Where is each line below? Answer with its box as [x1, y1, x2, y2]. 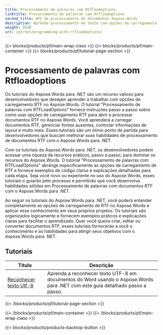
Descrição [89, 262, 114, 269]
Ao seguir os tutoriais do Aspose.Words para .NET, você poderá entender [5, 197, 152, 203]
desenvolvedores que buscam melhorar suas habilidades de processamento [5, 132, 158, 138]
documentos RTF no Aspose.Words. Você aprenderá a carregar [5, 117, 132, 122]
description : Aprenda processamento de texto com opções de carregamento [5, 20, 158, 26]
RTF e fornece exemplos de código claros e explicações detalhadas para [5, 167, 151, 173]
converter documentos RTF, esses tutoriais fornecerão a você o [5, 223, 132, 229]
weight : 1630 [5, 25, 32, 30]
